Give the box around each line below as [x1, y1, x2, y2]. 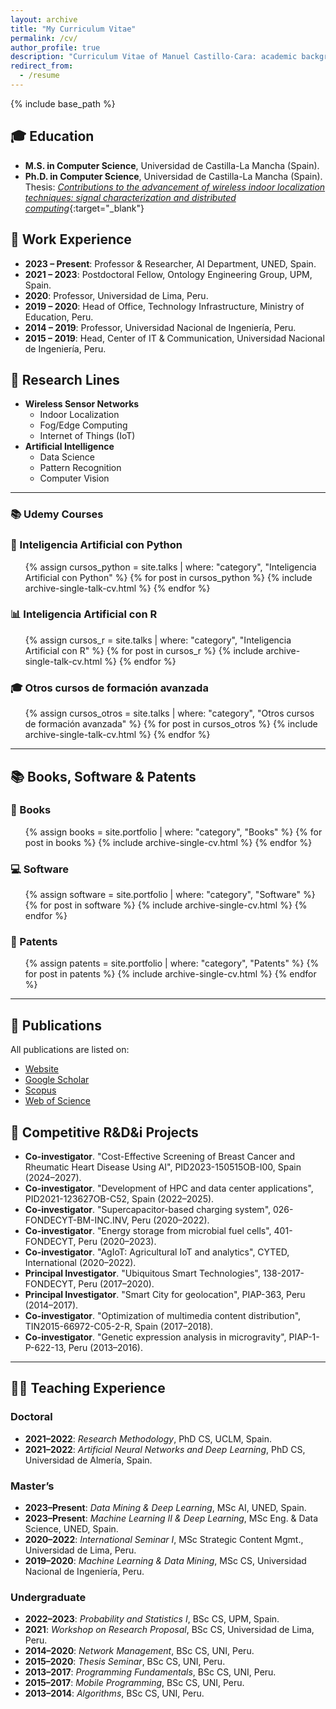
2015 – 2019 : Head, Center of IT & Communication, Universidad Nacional [24, 332, 325, 344]
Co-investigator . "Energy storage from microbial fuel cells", [24, 1225, 272, 1237]
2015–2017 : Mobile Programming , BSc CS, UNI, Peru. [24, 1677, 245, 1689]
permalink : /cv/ [10, 33, 78, 43]
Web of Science [24, 1095, 92, 1107]
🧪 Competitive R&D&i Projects [10, 1124, 199, 1141]
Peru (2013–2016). [68, 1342, 143, 1354]
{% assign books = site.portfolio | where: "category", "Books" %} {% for [24, 826, 323, 838]
